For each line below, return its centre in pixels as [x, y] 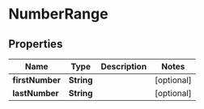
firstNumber [37, 80]
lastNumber [36, 93]
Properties [36, 44]
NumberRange [58, 14]
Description [124, 67]
